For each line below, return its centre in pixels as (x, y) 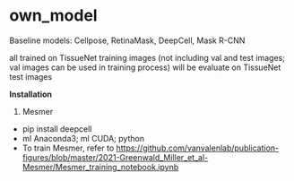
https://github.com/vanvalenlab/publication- (198, 148)
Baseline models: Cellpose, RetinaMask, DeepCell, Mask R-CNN (127, 40)
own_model (53, 16)
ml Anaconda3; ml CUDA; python (83, 138)
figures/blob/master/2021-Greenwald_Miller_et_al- (115, 157)
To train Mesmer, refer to (68, 148)
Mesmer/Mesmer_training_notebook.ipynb (100, 167)
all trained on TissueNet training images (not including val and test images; (147, 57)
